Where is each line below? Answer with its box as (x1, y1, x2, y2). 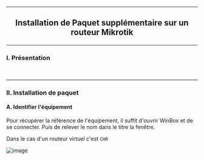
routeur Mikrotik (70, 27, 134, 38)
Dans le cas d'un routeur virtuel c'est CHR (6, 135, 108, 142)
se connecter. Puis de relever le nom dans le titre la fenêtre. (6, 123, 155, 130)
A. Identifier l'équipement (6, 104, 73, 111)
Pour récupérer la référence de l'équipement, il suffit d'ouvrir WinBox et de (6, 116, 193, 124)
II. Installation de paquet (6, 88, 79, 97)
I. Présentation (6, 54, 50, 62)
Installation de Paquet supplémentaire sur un (15, 18, 189, 28)
